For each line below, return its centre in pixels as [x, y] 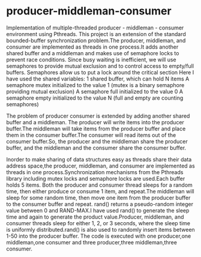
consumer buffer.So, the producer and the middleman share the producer [97, 141]
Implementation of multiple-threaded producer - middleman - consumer [95, 28]
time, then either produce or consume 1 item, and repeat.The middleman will [100, 191]
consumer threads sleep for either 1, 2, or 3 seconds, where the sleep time [98, 223]
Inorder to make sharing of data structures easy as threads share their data [99, 159]
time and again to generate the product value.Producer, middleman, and [95, 217]
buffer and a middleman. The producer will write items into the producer [95, 122]
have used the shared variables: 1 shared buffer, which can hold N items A [98, 79]
